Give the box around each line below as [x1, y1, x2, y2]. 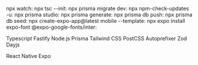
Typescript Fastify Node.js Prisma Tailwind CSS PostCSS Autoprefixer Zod [6, 35, 187, 42]
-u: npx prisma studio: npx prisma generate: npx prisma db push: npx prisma [6, 11, 193, 18]
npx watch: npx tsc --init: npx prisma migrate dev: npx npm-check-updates [6, 5, 189, 12]
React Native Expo [6, 53, 51, 59]
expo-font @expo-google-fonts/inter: [6, 23, 98, 30]
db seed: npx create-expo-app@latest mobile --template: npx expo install [6, 18, 185, 24]
